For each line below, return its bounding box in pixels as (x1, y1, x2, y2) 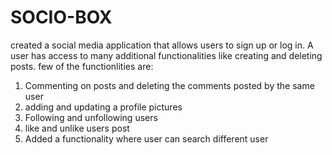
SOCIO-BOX (10, 6, 113, 29)
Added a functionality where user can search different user (24, 132, 269, 145)
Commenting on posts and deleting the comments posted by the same (24, 79, 315, 91)
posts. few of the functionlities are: (10, 60, 154, 72)
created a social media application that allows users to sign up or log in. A (10, 39, 314, 51)
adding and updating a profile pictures (24, 101, 183, 113)
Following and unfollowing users (24, 111, 158, 123)
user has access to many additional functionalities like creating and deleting (10, 49, 323, 61)
